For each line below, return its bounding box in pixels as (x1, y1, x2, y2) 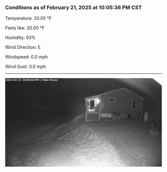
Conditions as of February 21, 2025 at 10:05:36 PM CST (5, 4, 142, 11)
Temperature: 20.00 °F (5, 15, 52, 21)
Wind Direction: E (5, 44, 41, 50)
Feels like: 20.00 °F (5, 25, 45, 31)
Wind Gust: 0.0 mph (5, 64, 46, 70)
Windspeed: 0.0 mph (5, 54, 48, 60)
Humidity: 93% (5, 34, 36, 41)
